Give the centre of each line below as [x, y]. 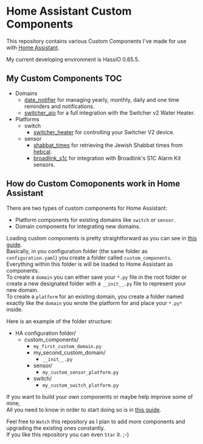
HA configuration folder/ [45, 333]
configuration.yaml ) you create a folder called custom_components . [89, 257]
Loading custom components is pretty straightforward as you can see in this [102, 238]
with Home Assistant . [33, 48]
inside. [15, 309]
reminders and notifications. [59, 106]
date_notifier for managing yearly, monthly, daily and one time [101, 99]
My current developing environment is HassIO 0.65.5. [73, 59]
